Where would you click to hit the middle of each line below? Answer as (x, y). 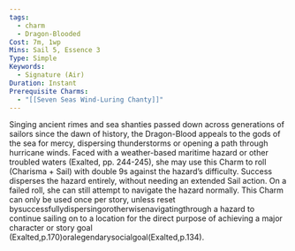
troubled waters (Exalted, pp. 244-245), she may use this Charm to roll (138, 162)
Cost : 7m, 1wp (35, 42)
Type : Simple (33, 58)
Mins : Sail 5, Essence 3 (55, 50)
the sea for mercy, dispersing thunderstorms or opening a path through (139, 143)
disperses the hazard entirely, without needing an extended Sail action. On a (148, 181)
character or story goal (51, 228)
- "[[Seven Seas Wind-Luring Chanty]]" (91, 99)
